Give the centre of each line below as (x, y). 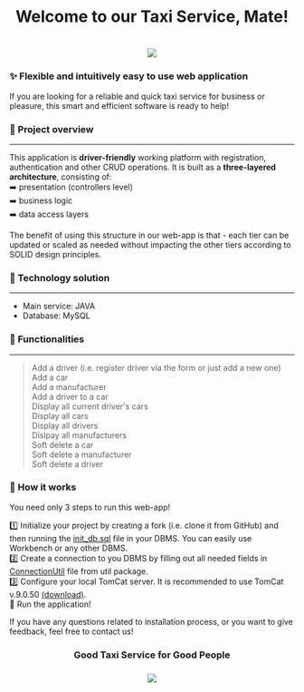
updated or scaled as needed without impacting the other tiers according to (150, 244)
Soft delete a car (62, 444)
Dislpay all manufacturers (79, 435)
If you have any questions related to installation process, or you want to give (152, 621)
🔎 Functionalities (47, 339)
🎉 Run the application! (51, 604)
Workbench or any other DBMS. (69, 548)
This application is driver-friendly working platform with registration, (138, 157)
